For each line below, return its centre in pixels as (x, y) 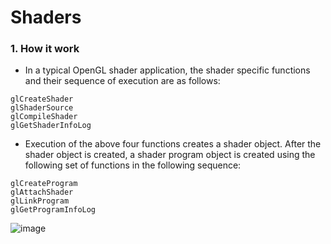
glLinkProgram (40, 201)
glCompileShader (44, 117)
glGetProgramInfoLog (53, 210)
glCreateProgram (44, 184)
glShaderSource (42, 108)
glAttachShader (42, 192)
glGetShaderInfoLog (51, 126)
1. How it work (45, 49)
